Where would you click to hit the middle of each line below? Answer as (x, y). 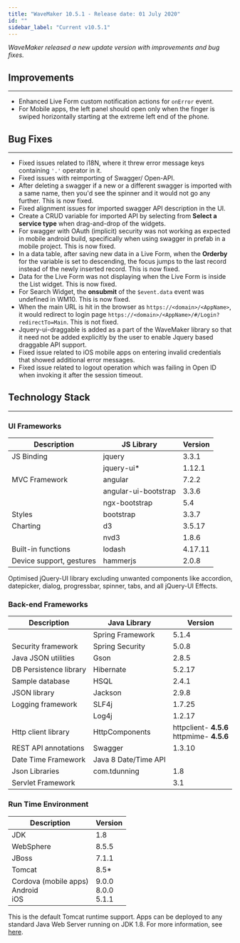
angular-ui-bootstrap (140, 491)
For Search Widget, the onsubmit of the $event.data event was (111, 292)
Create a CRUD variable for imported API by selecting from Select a (118, 216)
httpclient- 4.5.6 (200, 728)
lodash (114, 549)
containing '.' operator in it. (60, 170)
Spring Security (119, 646)
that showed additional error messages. (77, 360)
